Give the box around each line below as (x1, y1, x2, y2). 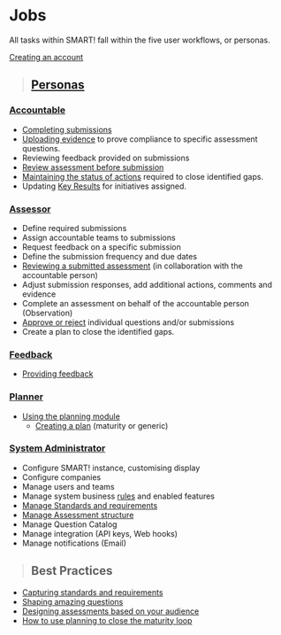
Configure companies (21, 471, 102, 483)
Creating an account (9, 51, 84, 62)
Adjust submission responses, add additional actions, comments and (21, 279, 272, 290)
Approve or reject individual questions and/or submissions (21, 316, 235, 328)
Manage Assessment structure (21, 509, 134, 520)
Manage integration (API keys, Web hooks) (21, 528, 178, 538)
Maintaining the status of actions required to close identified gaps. (21, 171, 263, 182)
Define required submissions (21, 222, 127, 233)
